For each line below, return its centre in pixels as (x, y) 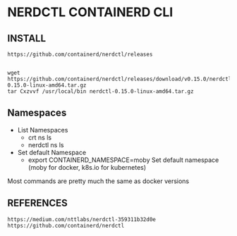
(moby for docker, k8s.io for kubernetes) (87, 167)
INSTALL (27, 38)
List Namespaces (43, 130)
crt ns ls (39, 137)
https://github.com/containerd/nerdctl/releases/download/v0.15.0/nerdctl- (121, 79)
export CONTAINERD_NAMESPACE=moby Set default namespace (123, 160)
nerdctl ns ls (46, 144)
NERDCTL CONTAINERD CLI (90, 12)
